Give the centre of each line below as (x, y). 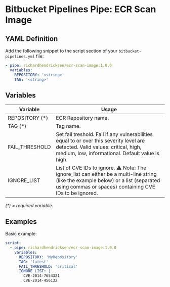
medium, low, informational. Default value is (107, 154)
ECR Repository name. (82, 118)
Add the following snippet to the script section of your (61, 51)
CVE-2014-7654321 (41, 276)
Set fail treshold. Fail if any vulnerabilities (104, 134)
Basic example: (21, 234)
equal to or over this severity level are (100, 141)
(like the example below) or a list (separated (108, 180)
